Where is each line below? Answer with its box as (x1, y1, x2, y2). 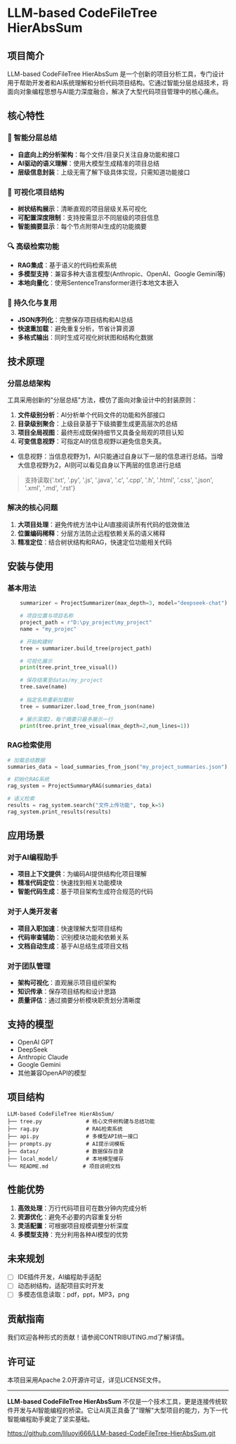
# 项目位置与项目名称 (20, 612, 74, 619)
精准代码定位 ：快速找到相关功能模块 (17, 879, 123, 887)
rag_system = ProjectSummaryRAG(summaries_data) (7, 782, 152, 790)
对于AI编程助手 (7, 853, 58, 863)
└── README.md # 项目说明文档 (7, 1163, 121, 1170)
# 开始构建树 (20, 638, 53, 646)
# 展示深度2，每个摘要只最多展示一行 (20, 715, 114, 723)
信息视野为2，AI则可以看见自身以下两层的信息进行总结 (23, 461, 181, 469)
